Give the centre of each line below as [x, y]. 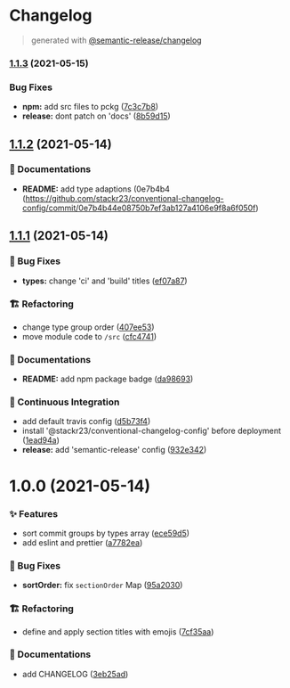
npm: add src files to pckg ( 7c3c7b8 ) [90, 107]
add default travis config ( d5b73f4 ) [86, 422]
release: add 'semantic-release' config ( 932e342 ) [114, 450]
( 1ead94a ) [41, 440]
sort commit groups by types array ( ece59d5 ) [105, 533]
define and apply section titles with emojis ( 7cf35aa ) [118, 631]
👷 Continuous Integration [64, 402]
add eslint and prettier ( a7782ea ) [82, 542]
